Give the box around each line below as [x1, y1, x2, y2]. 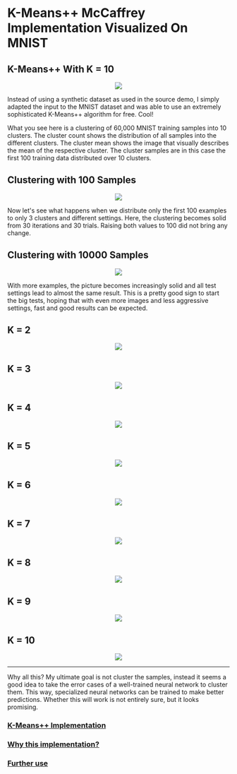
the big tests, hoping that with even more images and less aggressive [7, 296, 209, 304]
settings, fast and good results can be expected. [7, 304, 148, 312]
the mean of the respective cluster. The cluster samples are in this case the [7, 146, 226, 155]
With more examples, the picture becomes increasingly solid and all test [7, 281, 217, 290]
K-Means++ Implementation [7, 720, 107, 730]
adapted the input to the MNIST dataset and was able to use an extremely [7, 102, 221, 111]
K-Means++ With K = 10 [7, 63, 114, 75]
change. [7, 228, 32, 237]
